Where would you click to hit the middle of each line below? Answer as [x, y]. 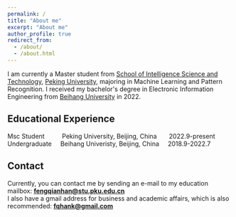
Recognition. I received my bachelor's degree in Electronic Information [111, 89]
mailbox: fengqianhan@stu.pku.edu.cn [66, 191]
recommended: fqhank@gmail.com [60, 206]
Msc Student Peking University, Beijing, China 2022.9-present [111, 136]
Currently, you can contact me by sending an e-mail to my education [108, 183]
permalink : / [27, 14]
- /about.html [34, 54]
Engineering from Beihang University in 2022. [74, 96]
